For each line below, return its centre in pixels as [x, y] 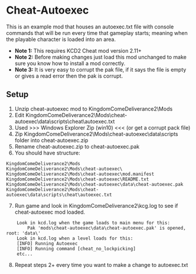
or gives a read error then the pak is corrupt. [68, 76]
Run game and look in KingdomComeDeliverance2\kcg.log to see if [96, 205]
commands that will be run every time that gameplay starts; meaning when [97, 33]
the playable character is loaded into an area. [61, 39]
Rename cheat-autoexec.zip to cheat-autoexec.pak [77, 146]
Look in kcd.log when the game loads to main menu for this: [93, 223]
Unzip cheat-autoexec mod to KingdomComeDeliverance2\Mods [94, 109]
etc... [25, 254]
